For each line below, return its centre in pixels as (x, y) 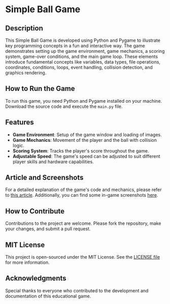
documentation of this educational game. (48, 296)
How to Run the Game (40, 89)
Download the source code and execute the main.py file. (64, 106)
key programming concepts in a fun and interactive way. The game (75, 46)
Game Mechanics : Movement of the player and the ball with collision (85, 140)
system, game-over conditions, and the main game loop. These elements (82, 56)
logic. (18, 145)
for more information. (27, 262)
